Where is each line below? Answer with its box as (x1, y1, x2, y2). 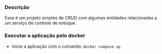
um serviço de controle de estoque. (4, 20, 77, 26)
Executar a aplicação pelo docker (4, 32, 86, 39)
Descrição (4, 4, 30, 11)
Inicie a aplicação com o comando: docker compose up (11, 43, 121, 49)
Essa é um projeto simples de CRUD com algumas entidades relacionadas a (4, 15, 157, 21)
